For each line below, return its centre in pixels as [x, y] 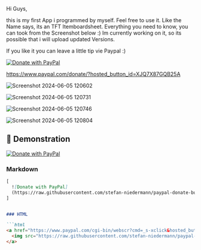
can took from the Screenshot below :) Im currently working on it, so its [94, 33]
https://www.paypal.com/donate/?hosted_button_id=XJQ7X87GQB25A [93, 74]
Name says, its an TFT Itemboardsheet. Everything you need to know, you [97, 27]
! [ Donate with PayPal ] [40, 187]
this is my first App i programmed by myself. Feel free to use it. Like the [94, 20]
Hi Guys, [17, 9]
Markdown [22, 169]
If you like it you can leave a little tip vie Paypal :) [66, 51]
